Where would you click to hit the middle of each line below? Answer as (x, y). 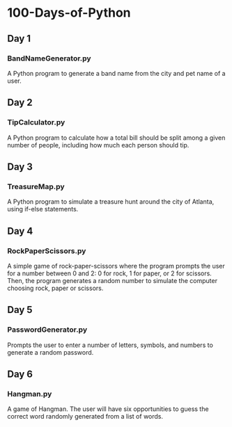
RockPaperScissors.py (47, 250)
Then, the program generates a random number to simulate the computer (113, 280)
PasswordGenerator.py (47, 330)
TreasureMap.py (36, 186)
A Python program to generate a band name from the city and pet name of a (116, 73)
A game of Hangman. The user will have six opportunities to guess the (108, 409)
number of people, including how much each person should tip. (98, 145)
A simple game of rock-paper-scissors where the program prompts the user (116, 266)
